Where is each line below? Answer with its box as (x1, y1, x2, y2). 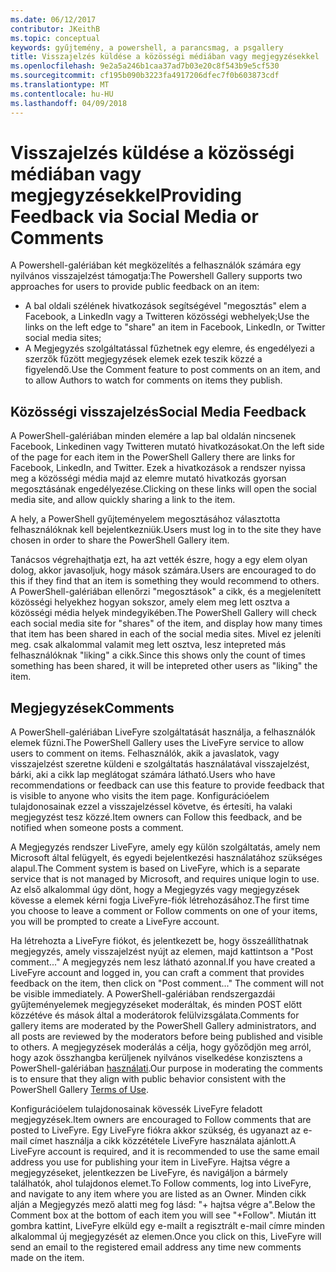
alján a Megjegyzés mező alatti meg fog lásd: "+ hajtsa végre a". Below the (10, 1199, 316, 1211)
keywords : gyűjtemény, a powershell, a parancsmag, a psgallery (10, 42, 284, 53)
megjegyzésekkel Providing (10, 184, 242, 206)
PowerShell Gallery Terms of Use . (10, 1084, 150, 1096)
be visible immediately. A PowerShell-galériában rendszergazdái (10, 988, 276, 1000)
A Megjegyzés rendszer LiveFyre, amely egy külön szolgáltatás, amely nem (10, 841, 321, 853)
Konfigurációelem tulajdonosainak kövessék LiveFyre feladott (10, 1103, 263, 1115)
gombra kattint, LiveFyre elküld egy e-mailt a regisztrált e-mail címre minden (10, 1220, 325, 1232)
